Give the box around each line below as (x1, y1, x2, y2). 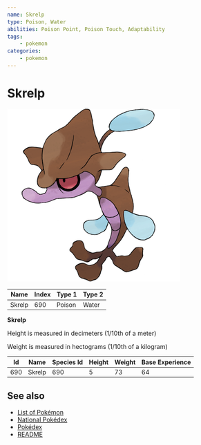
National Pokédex (17, 415, 68, 424)
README (17, 430, 44, 439)
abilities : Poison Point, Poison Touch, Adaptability (7, 26, 166, 32)
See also (7, 390, 45, 401)
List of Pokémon (17, 408, 64, 417)
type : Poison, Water (7, 18, 67, 26)
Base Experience (141, 358, 191, 366)
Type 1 (56, 290, 77, 299)
